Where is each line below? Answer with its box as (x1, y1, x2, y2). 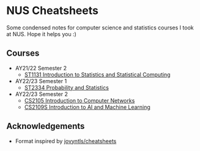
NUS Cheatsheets (6, 4, 99, 18)
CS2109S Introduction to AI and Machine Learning (24, 103, 151, 111)
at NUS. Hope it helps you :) (6, 30, 76, 37)
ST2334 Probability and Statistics (24, 84, 109, 91)
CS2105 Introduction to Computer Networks (24, 97, 135, 104)
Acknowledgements (6, 121, 85, 131)
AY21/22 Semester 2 (15, 64, 67, 72)
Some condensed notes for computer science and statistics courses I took (6, 24, 194, 31)
